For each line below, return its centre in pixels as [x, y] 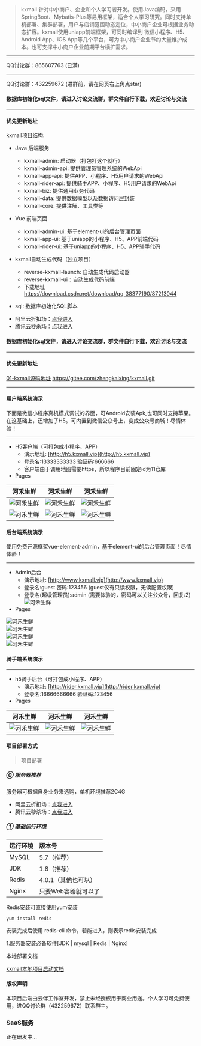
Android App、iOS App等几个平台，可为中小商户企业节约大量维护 [101, 39]
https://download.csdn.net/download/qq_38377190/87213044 [100, 294]
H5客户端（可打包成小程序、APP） [58, 446]
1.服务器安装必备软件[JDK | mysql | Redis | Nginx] [67, 943]
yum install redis [29, 919]
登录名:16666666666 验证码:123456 [68, 694]
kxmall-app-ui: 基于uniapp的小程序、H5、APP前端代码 [91, 239]
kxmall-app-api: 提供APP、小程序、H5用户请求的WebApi [94, 176]
